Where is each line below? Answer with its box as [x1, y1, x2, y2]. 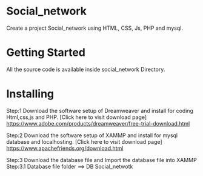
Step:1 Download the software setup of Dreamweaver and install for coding [6, 107, 194, 114]
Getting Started [6, 46, 86, 59]
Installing [6, 87, 55, 101]
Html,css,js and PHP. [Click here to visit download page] [6, 113, 147, 121]
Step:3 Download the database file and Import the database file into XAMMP [6, 156, 197, 163]
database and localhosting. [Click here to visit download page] [6, 138, 162, 145]
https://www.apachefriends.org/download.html [6, 144, 124, 152]
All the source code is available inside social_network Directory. [6, 66, 165, 73]
